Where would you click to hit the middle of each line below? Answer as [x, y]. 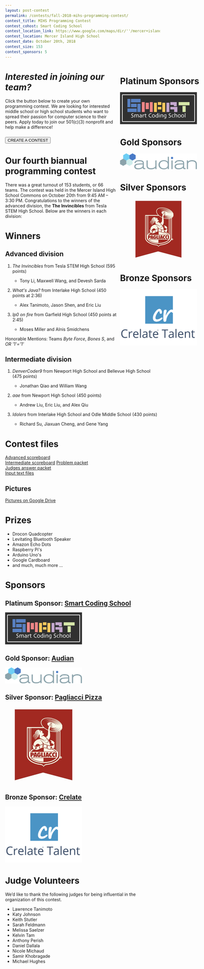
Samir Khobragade [31, 956]
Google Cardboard [31, 560]
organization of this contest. [34, 900]
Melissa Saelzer [28, 930]
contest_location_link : [29, 31]
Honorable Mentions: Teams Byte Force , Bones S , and [60, 339]
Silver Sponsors [153, 188]
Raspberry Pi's [27, 550]
